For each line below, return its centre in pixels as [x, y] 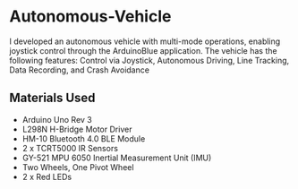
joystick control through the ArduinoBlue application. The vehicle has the [143, 50]
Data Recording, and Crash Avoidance [80, 70]
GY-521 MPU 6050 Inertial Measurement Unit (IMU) [117, 158]
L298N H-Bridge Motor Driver [77, 129]
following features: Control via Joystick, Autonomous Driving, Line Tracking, [149, 60]
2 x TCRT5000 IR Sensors [70, 148]
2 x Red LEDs [47, 176]
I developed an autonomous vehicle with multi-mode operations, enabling [145, 41]
